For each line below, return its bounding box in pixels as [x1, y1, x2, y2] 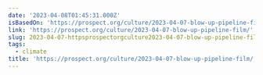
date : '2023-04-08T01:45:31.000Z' [8, 11, 121, 20]
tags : [8, 41, 26, 48]
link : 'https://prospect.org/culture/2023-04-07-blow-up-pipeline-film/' [8, 26, 254, 34]
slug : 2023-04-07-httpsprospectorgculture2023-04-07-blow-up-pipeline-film [8, 33, 261, 41]
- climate [15, 48, 47, 55]
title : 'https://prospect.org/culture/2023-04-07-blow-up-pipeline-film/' [8, 55, 258, 63]
